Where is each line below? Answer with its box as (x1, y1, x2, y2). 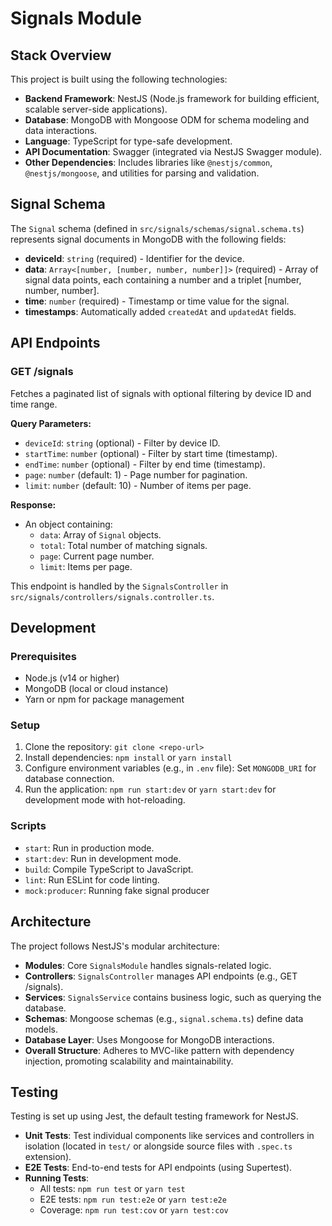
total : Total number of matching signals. (39, 539, 208, 551)
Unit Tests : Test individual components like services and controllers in (24, 1130, 315, 1142)
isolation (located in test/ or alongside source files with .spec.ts (24, 1140, 293, 1152)
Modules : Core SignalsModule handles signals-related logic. (24, 959, 272, 971)
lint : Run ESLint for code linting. (24, 873, 160, 886)
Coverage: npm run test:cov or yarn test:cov (39, 1204, 229, 1216)
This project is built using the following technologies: (10, 73, 228, 85)
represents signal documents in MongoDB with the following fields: (10, 233, 287, 245)
